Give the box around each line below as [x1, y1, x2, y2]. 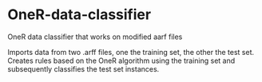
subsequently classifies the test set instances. [7, 64, 160, 73]
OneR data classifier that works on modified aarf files [7, 32, 183, 41]
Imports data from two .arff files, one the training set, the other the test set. [7, 47, 255, 57]
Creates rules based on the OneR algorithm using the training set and [7, 56, 236, 65]
